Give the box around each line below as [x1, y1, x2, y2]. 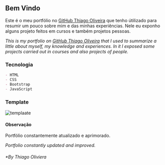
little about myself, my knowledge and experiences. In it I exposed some [5, 43, 155, 49]
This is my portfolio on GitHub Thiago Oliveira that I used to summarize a [5, 38, 157, 44]
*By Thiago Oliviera [5, 153, 47, 160]
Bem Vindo [5, 4, 41, 13]
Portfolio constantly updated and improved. [5, 142, 96, 148]
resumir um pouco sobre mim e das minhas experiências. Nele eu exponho [5, 23, 160, 29]
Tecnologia [5, 61, 33, 68]
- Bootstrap [5, 81, 30, 87]
